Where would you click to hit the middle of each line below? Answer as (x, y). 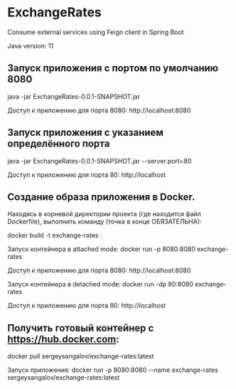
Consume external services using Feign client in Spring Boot (96, 32)
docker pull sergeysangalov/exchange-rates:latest (81, 356)
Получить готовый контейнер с (81, 328)
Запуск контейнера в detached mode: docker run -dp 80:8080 (101, 284)
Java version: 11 (31, 46)
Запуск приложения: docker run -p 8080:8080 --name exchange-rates (113, 370)
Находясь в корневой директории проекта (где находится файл (104, 214)
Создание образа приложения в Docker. (101, 197)
